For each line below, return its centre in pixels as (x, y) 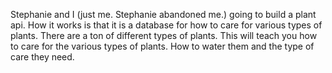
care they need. (42, 57)
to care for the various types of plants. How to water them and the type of (162, 46)
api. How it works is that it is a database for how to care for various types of (166, 25)
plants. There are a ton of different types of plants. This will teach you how (164, 35)
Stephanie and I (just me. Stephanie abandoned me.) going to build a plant (163, 14)
